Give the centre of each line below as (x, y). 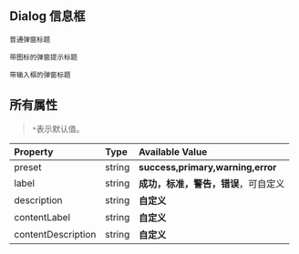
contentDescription (55, 234)
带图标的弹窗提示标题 (43, 57)
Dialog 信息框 (47, 16)
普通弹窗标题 (30, 39)
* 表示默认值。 (58, 128)
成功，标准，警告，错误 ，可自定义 (211, 183)
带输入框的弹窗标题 (40, 75)
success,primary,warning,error (207, 167)
